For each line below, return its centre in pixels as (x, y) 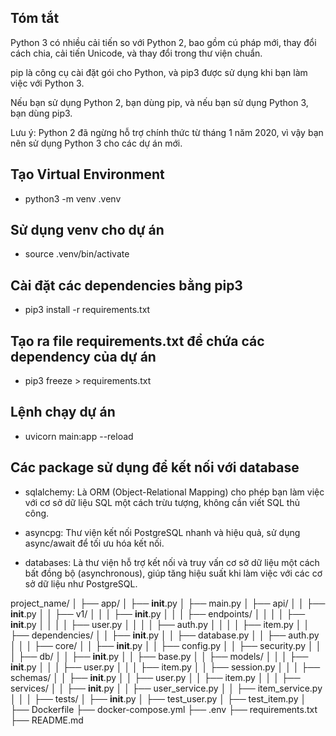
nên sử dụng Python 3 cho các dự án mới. (96, 143)
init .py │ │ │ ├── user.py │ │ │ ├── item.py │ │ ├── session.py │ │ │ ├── (165, 667)
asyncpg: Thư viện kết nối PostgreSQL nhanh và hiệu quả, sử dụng (162, 532)
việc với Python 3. (47, 83)
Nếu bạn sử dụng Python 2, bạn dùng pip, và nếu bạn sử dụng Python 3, (159, 102)
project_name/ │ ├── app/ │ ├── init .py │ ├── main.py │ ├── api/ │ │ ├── (168, 603)
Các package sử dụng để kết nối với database (155, 467)
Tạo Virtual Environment (87, 174)
